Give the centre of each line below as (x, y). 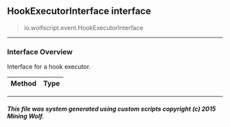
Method (24, 83)
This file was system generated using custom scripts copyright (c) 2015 (112, 109)
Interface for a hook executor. (49, 67)
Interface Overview (40, 52)
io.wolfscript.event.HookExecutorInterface (84, 27)
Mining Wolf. (26, 116)
